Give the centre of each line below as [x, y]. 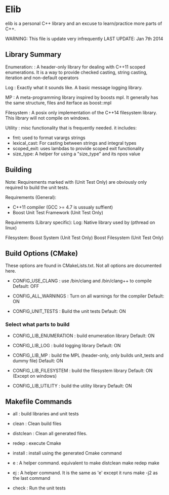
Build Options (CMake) [42, 253]
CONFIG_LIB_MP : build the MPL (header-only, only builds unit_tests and [88, 355]
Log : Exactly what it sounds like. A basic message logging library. [74, 87]
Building [18, 170]
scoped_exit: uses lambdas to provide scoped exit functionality [78, 148]
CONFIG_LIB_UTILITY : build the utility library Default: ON [72, 386]
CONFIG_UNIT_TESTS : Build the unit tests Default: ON [69, 311]
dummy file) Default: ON [38, 360]
